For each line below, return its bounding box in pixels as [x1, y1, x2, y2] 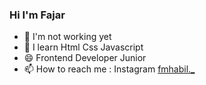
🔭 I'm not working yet [23, 31, 112, 43]
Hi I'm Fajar [9, 8, 66, 22]
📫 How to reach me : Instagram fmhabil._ [23, 63, 196, 75]
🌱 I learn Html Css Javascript [23, 41, 144, 53]
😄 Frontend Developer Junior [23, 52, 147, 64]
